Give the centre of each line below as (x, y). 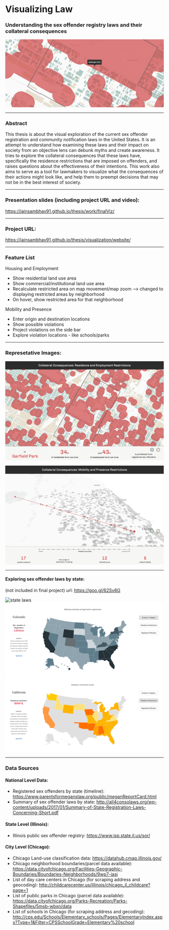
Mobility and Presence (28, 309)
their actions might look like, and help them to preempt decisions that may (82, 177)
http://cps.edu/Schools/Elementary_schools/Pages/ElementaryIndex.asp (88, 917)
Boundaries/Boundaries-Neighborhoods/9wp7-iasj (65, 874)
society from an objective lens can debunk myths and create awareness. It (82, 150)
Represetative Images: (33, 353)
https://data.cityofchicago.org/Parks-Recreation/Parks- (70, 901)
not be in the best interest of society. (43, 183)
